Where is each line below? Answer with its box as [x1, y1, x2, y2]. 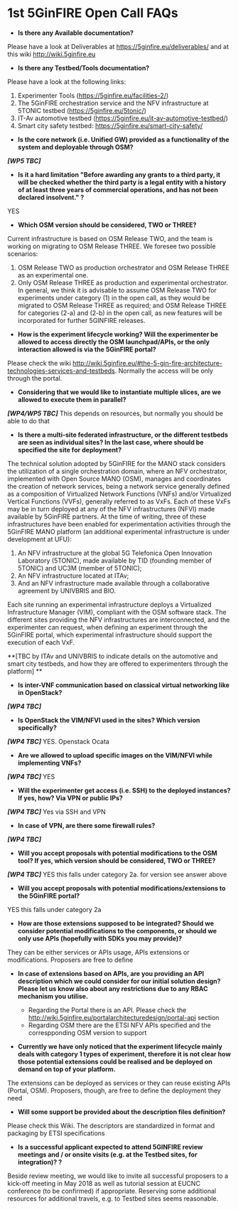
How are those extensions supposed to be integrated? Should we [17, 919, 215, 928]
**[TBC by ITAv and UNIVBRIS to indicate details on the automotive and [7, 652, 218, 660]
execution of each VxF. [7, 638, 75, 647]
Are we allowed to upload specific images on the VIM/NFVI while [17, 750, 213, 759]
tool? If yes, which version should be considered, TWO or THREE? [17, 856, 216, 865]
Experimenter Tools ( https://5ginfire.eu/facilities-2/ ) [17, 91, 169, 100]
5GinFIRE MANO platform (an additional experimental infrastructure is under [7, 527, 229, 536]
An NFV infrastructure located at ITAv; [17, 571, 129, 580]
